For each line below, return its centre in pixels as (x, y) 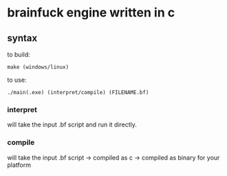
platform (19, 165)
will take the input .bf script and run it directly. (72, 124)
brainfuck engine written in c (91, 13)
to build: (19, 54)
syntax (22, 38)
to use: (17, 80)
